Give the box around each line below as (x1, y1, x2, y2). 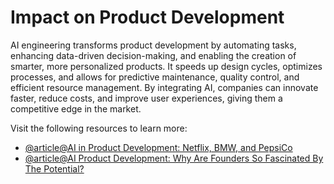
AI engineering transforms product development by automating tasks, (10, 39, 297, 51)
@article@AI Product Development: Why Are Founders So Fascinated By (24, 152, 324, 164)
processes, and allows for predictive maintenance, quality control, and (10, 71, 300, 83)
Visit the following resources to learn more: (10, 122, 188, 134)
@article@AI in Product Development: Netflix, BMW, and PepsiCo (24, 141, 293, 153)
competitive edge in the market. (10, 102, 142, 115)
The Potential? (24, 162, 85, 175)
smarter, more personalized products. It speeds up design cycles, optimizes (10, 60, 323, 72)
